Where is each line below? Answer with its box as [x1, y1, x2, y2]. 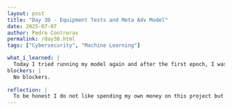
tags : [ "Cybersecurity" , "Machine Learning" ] [7, 42, 140, 49]
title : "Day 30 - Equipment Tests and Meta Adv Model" [7, 16, 168, 23]
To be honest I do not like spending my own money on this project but [13, 93, 224, 100]
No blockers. [13, 74, 51, 80]
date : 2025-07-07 [7, 23, 57, 30]
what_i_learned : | [7, 54, 60, 62]
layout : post [7, 10, 45, 17]
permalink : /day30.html [7, 36, 76, 43]
